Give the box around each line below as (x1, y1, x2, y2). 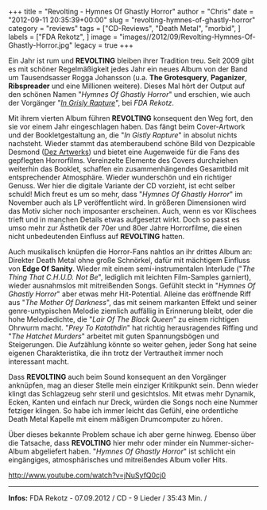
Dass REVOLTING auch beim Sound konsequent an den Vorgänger (8, 373, 226, 381)
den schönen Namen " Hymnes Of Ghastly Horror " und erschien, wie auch (8, 90, 250, 99)
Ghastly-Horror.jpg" (8, 41, 73, 50)
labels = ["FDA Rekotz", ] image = (8, 32, 118, 41)
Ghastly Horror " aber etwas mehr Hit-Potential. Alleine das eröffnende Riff (8, 289, 252, 299)
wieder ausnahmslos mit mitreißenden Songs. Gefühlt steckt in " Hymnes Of (8, 281, 256, 290)
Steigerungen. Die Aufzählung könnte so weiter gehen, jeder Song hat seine (8, 340, 257, 349)
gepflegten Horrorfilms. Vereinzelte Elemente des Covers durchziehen (8, 156, 238, 165)
